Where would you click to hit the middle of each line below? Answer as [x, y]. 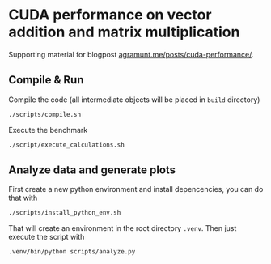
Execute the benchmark [48, 130]
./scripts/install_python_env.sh [65, 213]
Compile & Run [46, 80]
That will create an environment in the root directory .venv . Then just [123, 228]
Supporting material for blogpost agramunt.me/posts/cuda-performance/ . [131, 54]
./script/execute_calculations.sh [67, 145]
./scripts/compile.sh [45, 114]
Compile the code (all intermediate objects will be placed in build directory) [134, 100]
